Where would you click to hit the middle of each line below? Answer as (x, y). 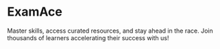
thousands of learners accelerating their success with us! (88, 37)
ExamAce (35, 12)
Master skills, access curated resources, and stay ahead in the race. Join (110, 31)
